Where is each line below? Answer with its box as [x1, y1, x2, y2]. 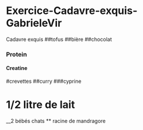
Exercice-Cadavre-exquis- [6, 4, 138, 17]
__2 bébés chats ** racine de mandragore [6, 118, 106, 124]
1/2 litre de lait [6, 98, 76, 111]
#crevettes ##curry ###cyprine [6, 78, 81, 85]
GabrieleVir [6, 16, 62, 30]
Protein [6, 50, 27, 58]
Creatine [6, 65, 28, 72]
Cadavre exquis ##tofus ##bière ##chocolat [6, 36, 112, 43]
